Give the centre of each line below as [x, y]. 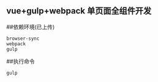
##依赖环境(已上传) [31, 27]
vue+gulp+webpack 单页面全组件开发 [79, 11]
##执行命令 [21, 61]
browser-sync [23, 39]
